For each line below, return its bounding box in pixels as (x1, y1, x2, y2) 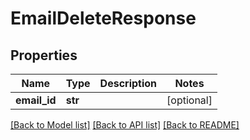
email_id (15, 93, 57, 107)
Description (99, 77, 158, 90)
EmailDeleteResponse (10, 7, 197, 30)
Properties (10, 47, 78, 64)
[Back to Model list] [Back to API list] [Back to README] (10, 119, 240, 131)
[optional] (166, 93, 213, 107)
